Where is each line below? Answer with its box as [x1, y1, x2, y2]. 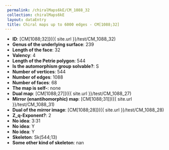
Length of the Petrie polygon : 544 [12, 58, 86, 64]
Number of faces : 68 [12, 80, 57, 86]
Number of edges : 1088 [12, 74, 64, 80]
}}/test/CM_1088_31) [12, 101, 55, 108]
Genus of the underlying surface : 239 [12, 42, 94, 48]
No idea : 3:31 [12, 118, 40, 124]
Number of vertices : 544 [12, 69, 66, 75]
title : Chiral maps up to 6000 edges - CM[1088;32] [7, 22, 120, 27]
